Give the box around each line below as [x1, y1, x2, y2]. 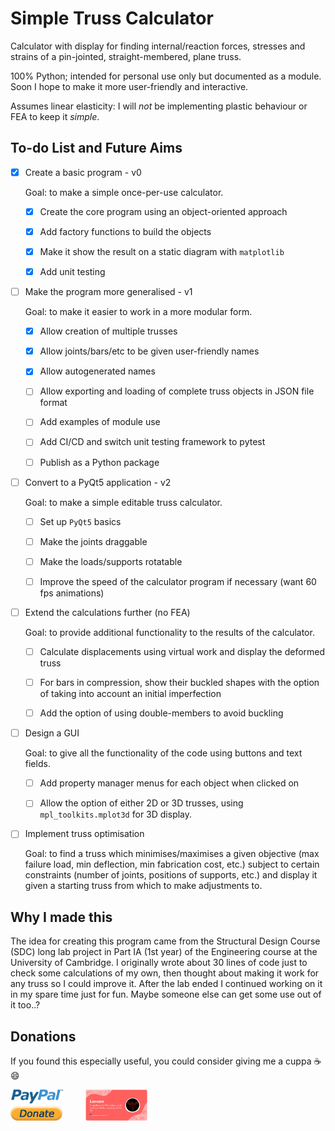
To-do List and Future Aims [10, 140, 183, 157]
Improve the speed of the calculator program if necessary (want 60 [39, 575, 317, 587]
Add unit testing [39, 266, 106, 277]
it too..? [10, 999, 41, 1011]
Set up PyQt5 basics [39, 515, 122, 527]
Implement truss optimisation [24, 828, 145, 840]
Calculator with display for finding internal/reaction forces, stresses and [10, 40, 306, 52]
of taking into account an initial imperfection [39, 688, 222, 700]
